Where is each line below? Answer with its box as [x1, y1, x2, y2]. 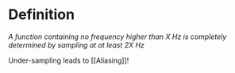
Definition [8, 6, 75, 24]
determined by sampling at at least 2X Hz [8, 40, 145, 49]
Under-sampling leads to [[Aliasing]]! [8, 56, 129, 65]
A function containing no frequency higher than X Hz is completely [8, 32, 227, 41]
